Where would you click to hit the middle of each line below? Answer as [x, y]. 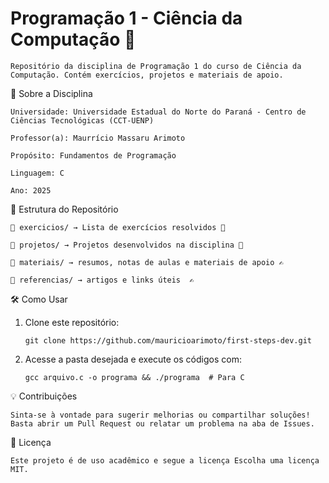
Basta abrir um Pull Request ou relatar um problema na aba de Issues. [162, 423]
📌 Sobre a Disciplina [51, 93]
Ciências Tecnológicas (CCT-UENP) [82, 120]
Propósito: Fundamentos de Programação [93, 155]
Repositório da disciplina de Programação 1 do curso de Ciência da [156, 66]
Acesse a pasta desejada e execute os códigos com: [133, 359]
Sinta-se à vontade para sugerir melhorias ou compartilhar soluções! [160, 415]
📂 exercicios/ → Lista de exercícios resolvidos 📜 [118, 227]
